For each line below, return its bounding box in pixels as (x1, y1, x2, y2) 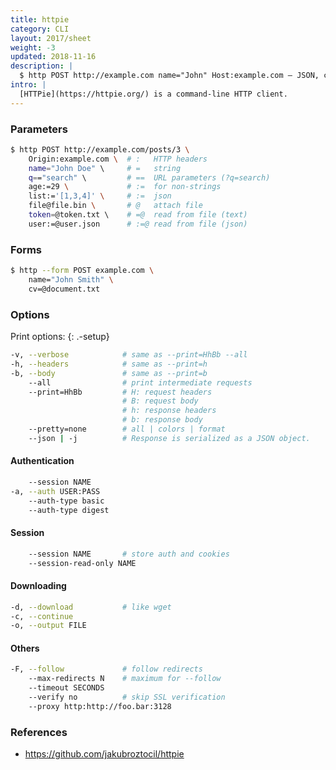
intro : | (10, 80, 47, 90)
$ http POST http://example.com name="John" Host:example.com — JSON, (19, 71, 320, 81)
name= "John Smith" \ (28, 274, 114, 285)
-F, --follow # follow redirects (10, 664, 203, 675)
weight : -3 (10, 42, 56, 53)
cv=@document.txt (28, 284, 101, 294)
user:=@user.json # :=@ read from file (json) (28, 219, 248, 229)
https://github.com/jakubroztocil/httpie (24, 748, 185, 760)
